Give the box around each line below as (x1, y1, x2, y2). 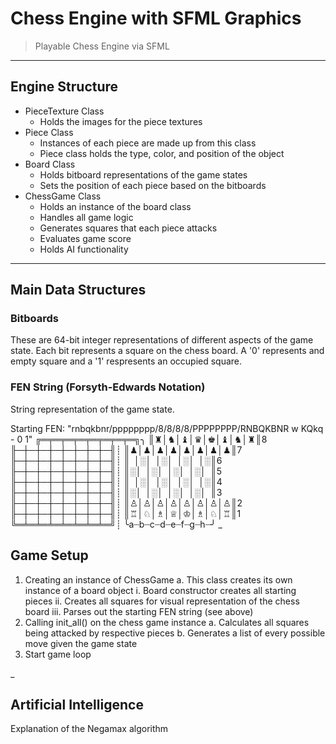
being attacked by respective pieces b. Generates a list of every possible (24, 627, 326, 639)
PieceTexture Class (24, 105, 105, 117)
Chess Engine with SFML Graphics (10, 7, 302, 30)
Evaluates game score (39, 232, 132, 244)
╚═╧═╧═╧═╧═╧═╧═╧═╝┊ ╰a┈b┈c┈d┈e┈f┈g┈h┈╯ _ (10, 518, 223, 530)
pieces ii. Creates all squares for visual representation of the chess (24, 595, 300, 607)
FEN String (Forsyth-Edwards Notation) (10, 380, 206, 394)
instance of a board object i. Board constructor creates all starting (24, 584, 297, 596)
